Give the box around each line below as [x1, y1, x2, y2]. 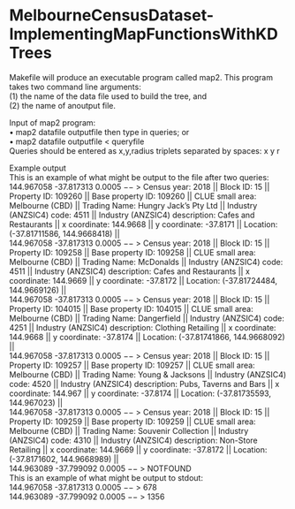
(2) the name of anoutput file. [9, 100, 117, 110]
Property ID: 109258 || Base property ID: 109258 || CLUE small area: [9, 247, 256, 257]
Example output [9, 163, 66, 173]
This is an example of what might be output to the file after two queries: [9, 171, 269, 182]
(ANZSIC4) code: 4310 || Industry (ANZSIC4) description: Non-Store [9, 435, 258, 445]
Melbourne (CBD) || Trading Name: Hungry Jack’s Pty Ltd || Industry [9, 200, 258, 210]
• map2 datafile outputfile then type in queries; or [9, 126, 190, 137]
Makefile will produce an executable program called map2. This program [9, 72, 274, 82]
